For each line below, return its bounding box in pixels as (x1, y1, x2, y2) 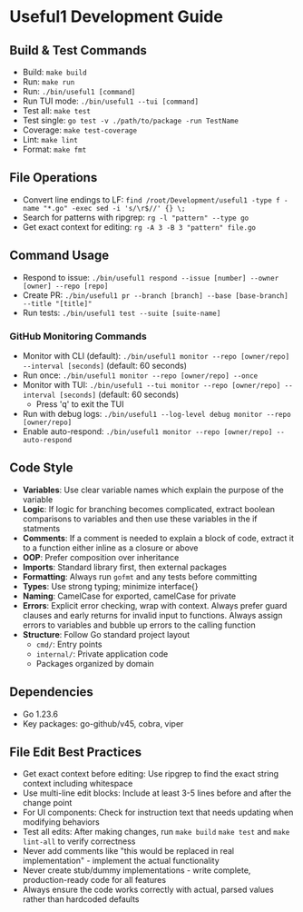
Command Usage (9, 248, 110, 263)
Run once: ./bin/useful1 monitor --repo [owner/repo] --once (22, 370, 259, 381)
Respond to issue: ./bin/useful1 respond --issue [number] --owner (22, 272, 279, 283)
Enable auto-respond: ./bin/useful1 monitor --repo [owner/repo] (22, 425, 273, 437)
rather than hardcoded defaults (22, 894, 140, 905)
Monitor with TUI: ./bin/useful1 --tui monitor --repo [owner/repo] (22, 379, 281, 390)
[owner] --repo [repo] (22, 282, 109, 291)
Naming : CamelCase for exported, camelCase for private (22, 590, 237, 601)
